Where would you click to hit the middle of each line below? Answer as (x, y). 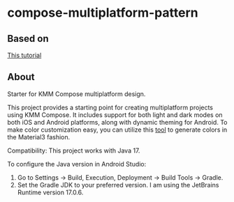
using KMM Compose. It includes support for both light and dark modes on (115, 115)
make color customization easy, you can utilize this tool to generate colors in (117, 130)
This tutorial (24, 55)
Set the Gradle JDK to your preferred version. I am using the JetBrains (118, 185)
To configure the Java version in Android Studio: (77, 164)
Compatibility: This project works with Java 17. (74, 150)
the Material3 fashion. (39, 137)
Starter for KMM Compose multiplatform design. (76, 94)
